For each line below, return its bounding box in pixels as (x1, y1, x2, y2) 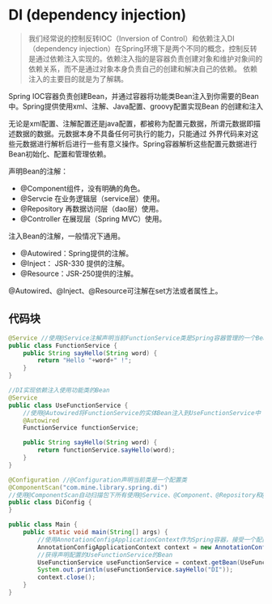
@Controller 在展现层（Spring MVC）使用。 (19, 213, 167, 224)
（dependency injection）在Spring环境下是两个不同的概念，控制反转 (28, 43, 257, 54)
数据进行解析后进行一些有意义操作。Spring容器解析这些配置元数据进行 (22, 139, 257, 148)
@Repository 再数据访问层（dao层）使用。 (19, 203, 164, 213)
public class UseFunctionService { (8, 401, 129, 409)
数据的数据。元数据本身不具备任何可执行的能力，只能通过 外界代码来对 (15, 128, 252, 139)
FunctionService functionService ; (23, 424, 139, 432)
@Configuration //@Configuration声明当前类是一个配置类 (8, 476, 188, 484)
